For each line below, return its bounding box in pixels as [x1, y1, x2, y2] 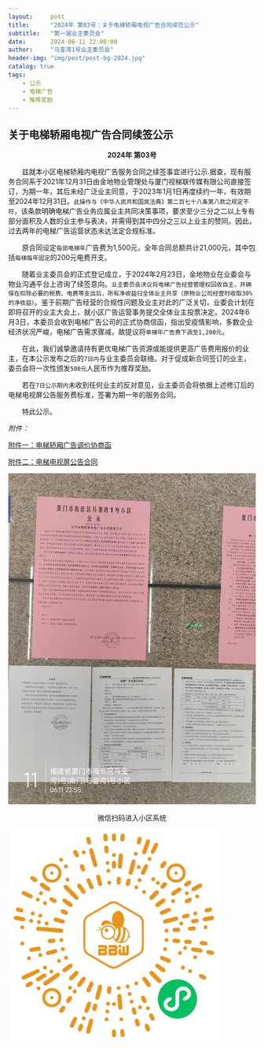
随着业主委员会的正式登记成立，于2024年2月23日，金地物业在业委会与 [22, 269, 251, 279]
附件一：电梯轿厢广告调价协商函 [8, 440, 112, 450]
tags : [8, 71, 26, 79]
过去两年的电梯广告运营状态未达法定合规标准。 [8, 226, 159, 236]
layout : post [8, 13, 65, 20]
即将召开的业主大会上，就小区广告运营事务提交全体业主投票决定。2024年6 [8, 307, 250, 317]
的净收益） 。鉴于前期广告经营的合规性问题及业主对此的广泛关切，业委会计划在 [8, 298, 255, 307]
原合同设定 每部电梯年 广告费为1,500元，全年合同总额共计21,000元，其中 [22, 243, 249, 252]
